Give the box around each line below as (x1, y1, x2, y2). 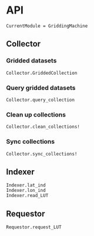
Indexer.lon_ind (6, 188, 46, 194)
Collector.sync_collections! (6, 151, 78, 157)
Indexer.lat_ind (6, 182, 46, 188)
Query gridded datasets (6, 84, 76, 92)
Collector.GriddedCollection (6, 70, 78, 76)
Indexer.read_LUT (6, 192, 49, 199)
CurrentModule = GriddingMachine (6, 23, 88, 29)
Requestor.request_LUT (6, 224, 62, 230)
